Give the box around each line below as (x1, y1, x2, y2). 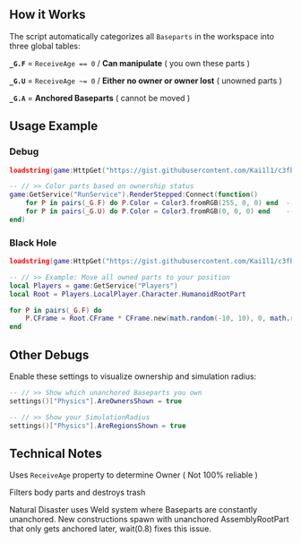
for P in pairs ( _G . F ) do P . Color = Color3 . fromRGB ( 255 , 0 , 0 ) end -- (25, 199, 295, 208)
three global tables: (9, 40, 81, 51)
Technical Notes (9, 445, 103, 461)
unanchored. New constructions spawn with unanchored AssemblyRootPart (9, 514, 289, 525)
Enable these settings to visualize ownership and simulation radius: (9, 371, 257, 382)
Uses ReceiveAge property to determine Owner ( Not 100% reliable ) (9, 470, 258, 480)
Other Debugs (9, 347, 90, 362)
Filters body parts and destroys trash (9, 487, 146, 498)
